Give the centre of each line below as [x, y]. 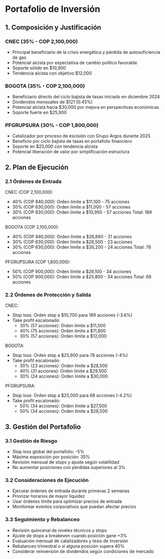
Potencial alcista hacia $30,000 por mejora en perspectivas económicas [85, 107]
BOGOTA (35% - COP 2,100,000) [45, 86]
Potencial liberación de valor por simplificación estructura [71, 152]
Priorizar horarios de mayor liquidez [49, 496]
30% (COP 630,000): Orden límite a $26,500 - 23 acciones [72, 242]
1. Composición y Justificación [53, 27]
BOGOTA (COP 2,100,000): [32, 227]
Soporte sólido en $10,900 [39, 68]
